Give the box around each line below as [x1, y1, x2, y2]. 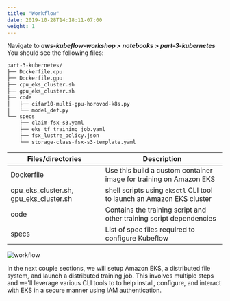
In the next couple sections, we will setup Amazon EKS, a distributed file [7, 264, 211, 272]
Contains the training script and [105, 205, 207, 215]
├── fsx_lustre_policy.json [19, 132, 99, 139]
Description [142, 154, 182, 163]
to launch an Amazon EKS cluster [105, 193, 212, 203]
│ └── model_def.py [7, 107, 69, 114]
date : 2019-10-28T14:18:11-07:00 [7, 16, 103, 23]
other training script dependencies [105, 213, 217, 223]
